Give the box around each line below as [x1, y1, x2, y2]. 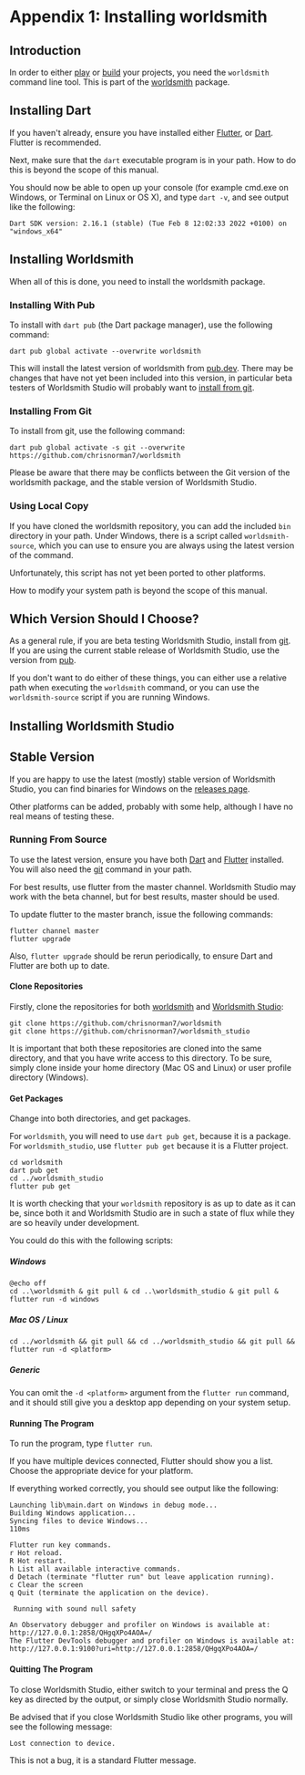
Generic [9, 1364, 41, 1375]
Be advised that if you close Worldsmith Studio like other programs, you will [9, 1711, 293, 1722]
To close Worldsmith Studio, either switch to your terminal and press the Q [9, 1684, 289, 1695]
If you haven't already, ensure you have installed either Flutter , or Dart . [9, 127, 274, 138]
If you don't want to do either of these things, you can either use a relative [9, 672, 288, 683]
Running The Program [9, 1417, 95, 1428]
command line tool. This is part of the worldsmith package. [9, 77, 230, 88]
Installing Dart [9, 103, 92, 119]
